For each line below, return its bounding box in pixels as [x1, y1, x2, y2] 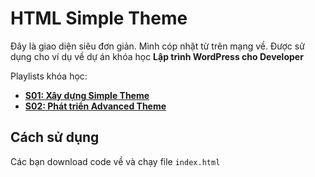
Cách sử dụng [10, 129, 100, 146]
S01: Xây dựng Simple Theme [24, 89, 150, 101]
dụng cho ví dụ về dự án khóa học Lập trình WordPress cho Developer [10, 50, 304, 62]
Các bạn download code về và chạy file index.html [10, 155, 221, 167]
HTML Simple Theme [10, 7, 188, 30]
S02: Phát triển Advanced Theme [24, 100, 167, 112]
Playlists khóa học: [10, 70, 88, 82]
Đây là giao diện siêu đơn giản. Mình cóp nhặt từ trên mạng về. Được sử [10, 40, 305, 52]
